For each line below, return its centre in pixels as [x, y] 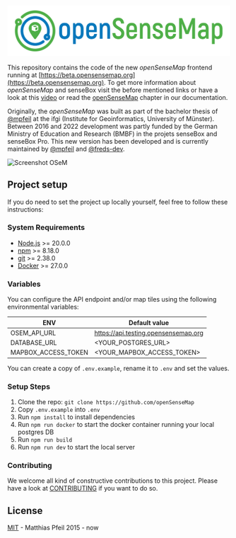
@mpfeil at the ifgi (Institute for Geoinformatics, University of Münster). [111, 118]
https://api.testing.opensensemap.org [149, 333]
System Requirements [46, 227]
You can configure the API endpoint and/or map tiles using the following [112, 299]
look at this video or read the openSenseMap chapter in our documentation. [118, 97]
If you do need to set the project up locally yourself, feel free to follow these [118, 202]
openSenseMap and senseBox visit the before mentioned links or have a [113, 90]
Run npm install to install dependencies [76, 417]
